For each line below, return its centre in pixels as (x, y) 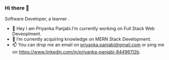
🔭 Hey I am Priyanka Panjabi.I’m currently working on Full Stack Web (83, 28)
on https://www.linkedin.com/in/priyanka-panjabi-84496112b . (76, 52)
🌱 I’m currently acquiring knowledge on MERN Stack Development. (82, 39)
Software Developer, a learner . (37, 19)
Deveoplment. (27, 34)
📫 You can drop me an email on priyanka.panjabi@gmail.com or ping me (88, 45)
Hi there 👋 (17, 8)
